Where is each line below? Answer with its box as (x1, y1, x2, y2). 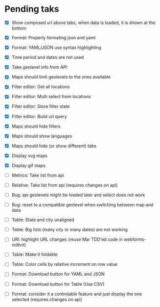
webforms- (123, 236, 146, 242)
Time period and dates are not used (11, 54, 84, 60)
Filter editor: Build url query (11, 113, 67, 119)
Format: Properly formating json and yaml (11, 35, 96, 40)
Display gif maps (11, 162, 46, 168)
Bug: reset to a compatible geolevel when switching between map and (11, 202, 154, 208)
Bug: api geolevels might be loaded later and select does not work (11, 192, 145, 198)
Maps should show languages (11, 133, 72, 139)
